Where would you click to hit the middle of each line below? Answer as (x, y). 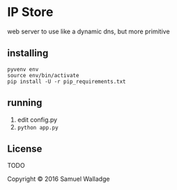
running (25, 103)
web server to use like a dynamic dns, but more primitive (88, 31)
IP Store (30, 12)
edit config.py (37, 120)
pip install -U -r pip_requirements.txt (67, 81)
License (25, 149)
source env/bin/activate (43, 75)
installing (28, 53)
